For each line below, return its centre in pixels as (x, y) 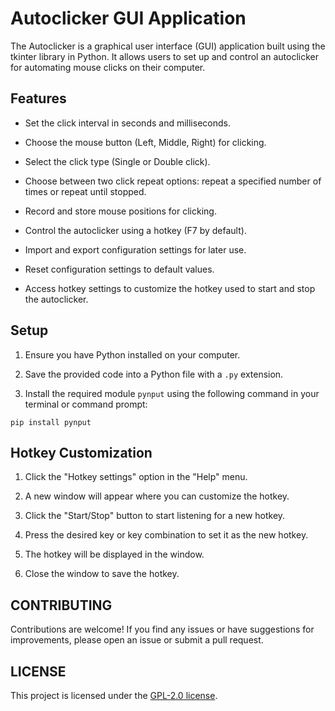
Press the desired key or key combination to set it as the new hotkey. (166, 535)
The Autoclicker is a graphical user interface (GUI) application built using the (168, 46)
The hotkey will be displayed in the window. (114, 554)
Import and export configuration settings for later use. (135, 249)
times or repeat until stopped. (85, 191)
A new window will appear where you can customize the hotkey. (157, 496)
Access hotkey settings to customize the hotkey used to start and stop (170, 288)
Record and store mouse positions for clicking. (120, 211)
